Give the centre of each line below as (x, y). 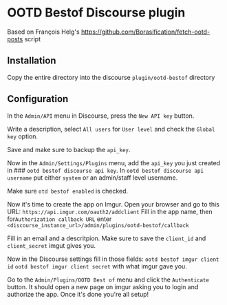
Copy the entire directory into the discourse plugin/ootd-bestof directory (111, 77)
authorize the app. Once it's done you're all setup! (78, 294)
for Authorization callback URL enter (60, 219)
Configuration (38, 99)
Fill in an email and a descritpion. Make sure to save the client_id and (107, 238)
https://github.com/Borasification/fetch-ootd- (146, 32)
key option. (23, 136)
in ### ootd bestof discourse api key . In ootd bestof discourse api (106, 170)
